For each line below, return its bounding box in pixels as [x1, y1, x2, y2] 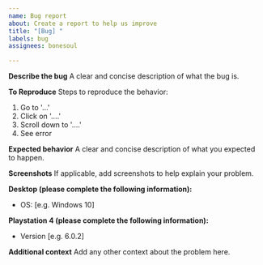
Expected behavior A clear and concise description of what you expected [8, 144, 256, 154]
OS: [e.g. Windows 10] [19, 200, 95, 210]
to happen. [8, 153, 45, 163]
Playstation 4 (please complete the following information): [8, 216, 209, 225]
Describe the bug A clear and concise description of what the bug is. [8, 71, 240, 81]
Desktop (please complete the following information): [8, 184, 193, 194]
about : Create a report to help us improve [8, 19, 158, 28]
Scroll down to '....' [19, 120, 83, 130]
